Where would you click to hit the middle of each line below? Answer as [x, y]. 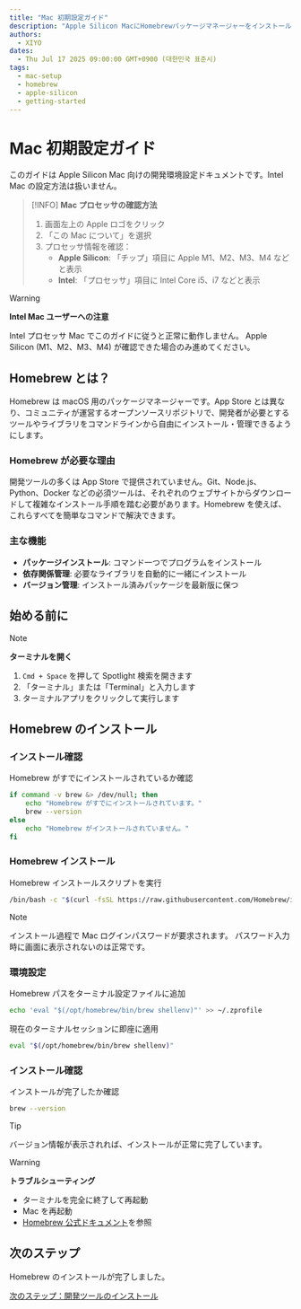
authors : [26, 34]
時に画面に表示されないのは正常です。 [80, 946]
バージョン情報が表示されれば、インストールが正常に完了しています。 [138, 1144]
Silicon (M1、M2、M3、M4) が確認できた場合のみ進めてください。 [132, 347]
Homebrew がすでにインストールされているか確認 [101, 778]
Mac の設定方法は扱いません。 [66, 186]
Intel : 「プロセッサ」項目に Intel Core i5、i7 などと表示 [159, 280]
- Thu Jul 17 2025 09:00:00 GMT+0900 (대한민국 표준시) [117, 59]
